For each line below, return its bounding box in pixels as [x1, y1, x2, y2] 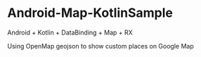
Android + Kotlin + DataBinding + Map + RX [7, 28, 134, 37]
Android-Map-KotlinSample [7, 5, 174, 21]
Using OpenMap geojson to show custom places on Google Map [7, 42, 195, 50]
